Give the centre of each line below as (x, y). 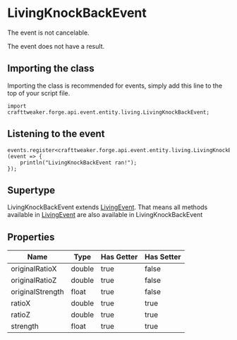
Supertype (31, 190)
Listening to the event (56, 134)
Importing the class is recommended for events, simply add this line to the (115, 86)
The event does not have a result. (56, 46)
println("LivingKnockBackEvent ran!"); (79, 163)
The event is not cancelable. (48, 33)
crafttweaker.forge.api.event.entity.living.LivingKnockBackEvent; (109, 112)
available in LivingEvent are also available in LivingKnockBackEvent (105, 215)
